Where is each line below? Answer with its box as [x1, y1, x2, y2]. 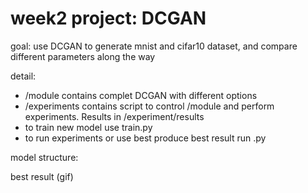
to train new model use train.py [24, 121, 153, 133]
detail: [10, 70, 37, 82]
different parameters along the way [10, 50, 156, 62]
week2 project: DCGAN [10, 7, 207, 30]
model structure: [10, 151, 79, 163]
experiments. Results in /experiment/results [24, 110, 205, 122]
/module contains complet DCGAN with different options [24, 89, 258, 101]
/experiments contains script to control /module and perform [24, 100, 275, 112]
